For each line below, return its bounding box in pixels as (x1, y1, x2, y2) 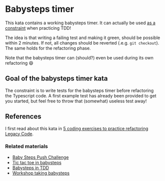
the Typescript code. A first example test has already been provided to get (5, 92, 157, 98)
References (5, 112, 41, 121)
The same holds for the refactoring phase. (5, 45, 91, 51)
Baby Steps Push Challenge (12, 154, 69, 160)
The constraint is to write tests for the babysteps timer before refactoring (5, 88, 154, 93)
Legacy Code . (5, 131, 34, 136)
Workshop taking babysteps (12, 170, 70, 176)
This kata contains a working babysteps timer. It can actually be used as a (5, 20, 156, 26)
